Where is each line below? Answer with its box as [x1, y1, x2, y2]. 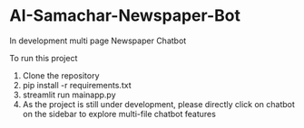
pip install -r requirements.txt [22, 79, 132, 90]
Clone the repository [22, 69, 100, 81]
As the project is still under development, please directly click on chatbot [22, 98, 295, 109]
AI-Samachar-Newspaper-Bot [9, 5, 240, 26]
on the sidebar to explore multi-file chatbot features [22, 108, 216, 119]
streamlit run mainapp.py [22, 89, 116, 100]
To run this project [9, 52, 78, 63]
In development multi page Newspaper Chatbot [9, 35, 187, 46]
